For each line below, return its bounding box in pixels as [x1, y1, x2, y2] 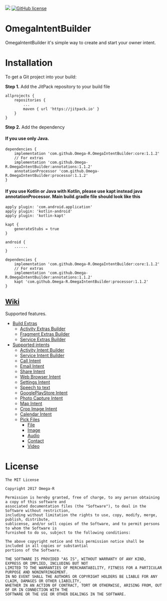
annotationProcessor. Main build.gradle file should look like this [5, 193, 141, 199]
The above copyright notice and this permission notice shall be [5, 539, 144, 544]
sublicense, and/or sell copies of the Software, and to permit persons [5, 522, 160, 527]
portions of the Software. [5, 548, 61, 553]
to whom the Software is [5, 526, 57, 531]
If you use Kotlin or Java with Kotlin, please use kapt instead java [5, 188, 142, 194]
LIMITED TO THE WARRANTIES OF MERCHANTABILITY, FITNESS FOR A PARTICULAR [5, 565, 162, 570]
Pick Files [19, 417, 40, 423]
